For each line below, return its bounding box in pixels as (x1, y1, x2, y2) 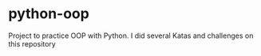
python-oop (8, 5, 89, 23)
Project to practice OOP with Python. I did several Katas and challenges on (8, 31, 254, 40)
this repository (8, 39, 56, 48)
